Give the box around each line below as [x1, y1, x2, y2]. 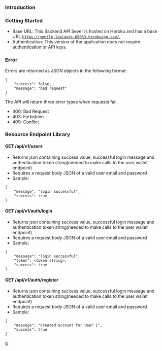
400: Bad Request [12, 108, 49, 114]
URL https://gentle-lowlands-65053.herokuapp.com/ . [12, 34, 121, 39]
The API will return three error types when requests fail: [5, 99, 118, 105]
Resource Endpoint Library [5, 131, 70, 138]
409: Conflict [12, 119, 39, 125]
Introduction [5, 4, 35, 11]
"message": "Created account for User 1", [14, 323, 102, 328]
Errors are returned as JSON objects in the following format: [5, 68, 127, 73]
